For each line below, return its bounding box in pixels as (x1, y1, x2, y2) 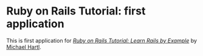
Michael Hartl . (6, 43, 41, 51)
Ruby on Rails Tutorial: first (6, 4, 146, 18)
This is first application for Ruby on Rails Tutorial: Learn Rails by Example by (6, 37, 198, 44)
